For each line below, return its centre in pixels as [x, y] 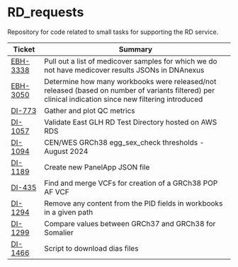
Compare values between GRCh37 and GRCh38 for [130, 223]
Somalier [58, 232]
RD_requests [46, 12]
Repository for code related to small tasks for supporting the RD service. [113, 32]
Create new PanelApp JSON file [97, 167]
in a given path [68, 212]
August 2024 [66, 151]
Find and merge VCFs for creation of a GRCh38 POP [131, 183]
